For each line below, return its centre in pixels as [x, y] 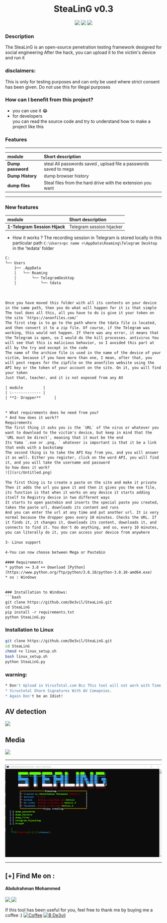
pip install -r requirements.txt [40, 612]
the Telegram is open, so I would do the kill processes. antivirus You [82, 338]
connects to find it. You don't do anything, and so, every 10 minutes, [82, 528]
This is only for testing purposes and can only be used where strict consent [83, 81]
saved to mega [59, 169]
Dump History [22, 176]
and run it [15, 58]
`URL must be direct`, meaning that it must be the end [64, 438]
